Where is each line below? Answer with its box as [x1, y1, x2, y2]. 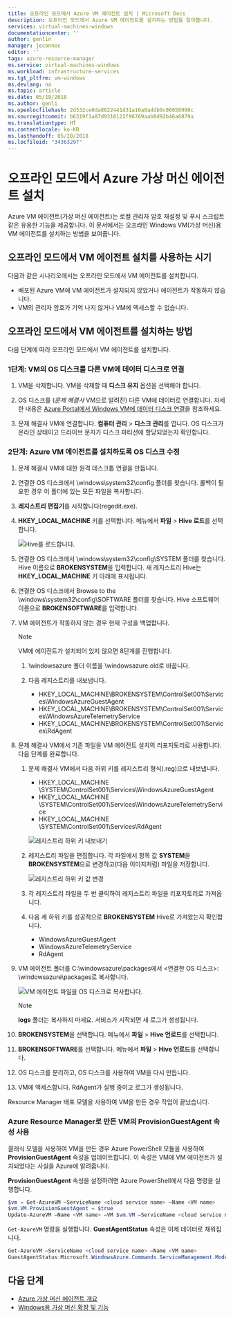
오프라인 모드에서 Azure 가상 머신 [8, 171, 189, 187]
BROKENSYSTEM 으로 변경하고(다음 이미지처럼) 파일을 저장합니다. [28, 860, 209, 868]
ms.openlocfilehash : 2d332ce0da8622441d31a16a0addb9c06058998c [8, 107, 194, 113]
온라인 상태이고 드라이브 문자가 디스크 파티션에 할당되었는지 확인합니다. [17, 428, 210, 436]
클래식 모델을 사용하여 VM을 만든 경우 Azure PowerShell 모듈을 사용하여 [8, 1144, 205, 1153]
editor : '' [8, 49, 39, 56]
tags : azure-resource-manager [8, 55, 95, 62]
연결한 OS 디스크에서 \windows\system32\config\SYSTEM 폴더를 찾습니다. [17, 555, 225, 563]
